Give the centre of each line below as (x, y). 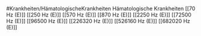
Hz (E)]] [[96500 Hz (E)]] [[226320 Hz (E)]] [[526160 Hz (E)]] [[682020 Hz (98, 21)
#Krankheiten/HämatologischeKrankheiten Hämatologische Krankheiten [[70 (101, 9)
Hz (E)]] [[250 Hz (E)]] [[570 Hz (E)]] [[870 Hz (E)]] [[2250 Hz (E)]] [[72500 (99, 15)
